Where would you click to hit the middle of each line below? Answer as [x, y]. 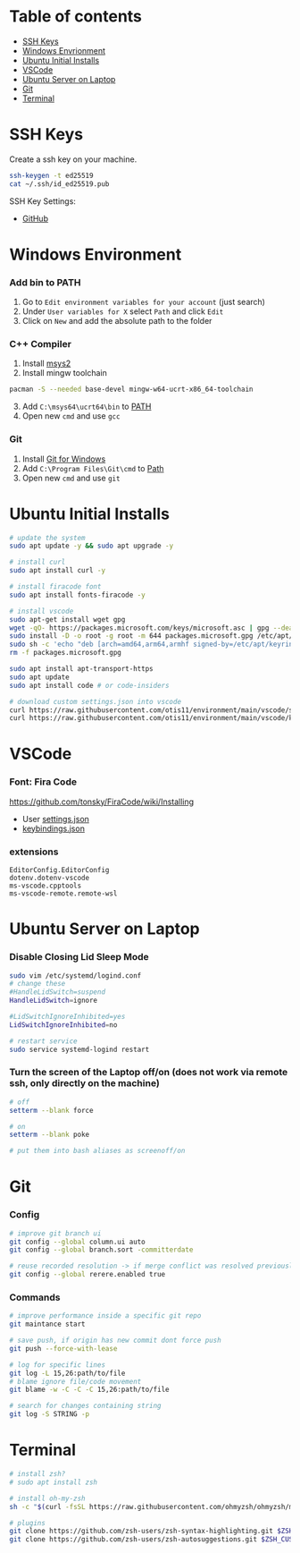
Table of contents [76, 17]
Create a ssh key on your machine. [73, 159]
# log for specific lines [57, 1365]
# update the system [48, 538]
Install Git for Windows [64, 459]
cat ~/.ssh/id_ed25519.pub [59, 184]
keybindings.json [53, 828]
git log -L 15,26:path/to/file [67, 1373]
